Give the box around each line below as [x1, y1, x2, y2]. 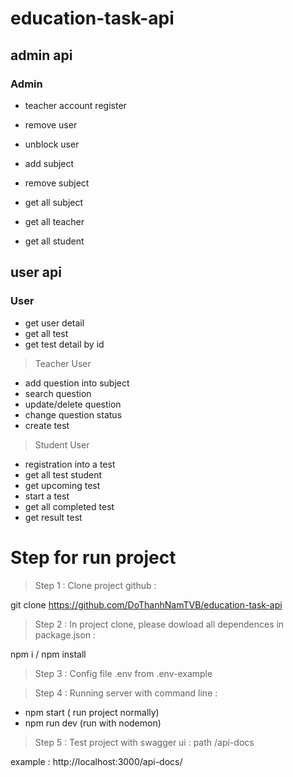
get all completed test [24, 500, 115, 512]
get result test [24, 511, 83, 523]
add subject [24, 157, 75, 169]
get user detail [24, 317, 85, 329]
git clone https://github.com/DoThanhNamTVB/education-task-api [10, 598, 283, 611]
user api [10, 264, 62, 281]
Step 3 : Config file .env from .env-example [34, 667, 213, 679]
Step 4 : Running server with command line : [34, 687, 218, 699]
